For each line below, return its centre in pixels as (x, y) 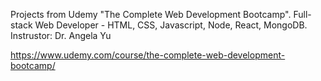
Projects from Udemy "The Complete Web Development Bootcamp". (151, 14)
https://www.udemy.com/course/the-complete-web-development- (148, 55)
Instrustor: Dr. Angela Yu (61, 35)
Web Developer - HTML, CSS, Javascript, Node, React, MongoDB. (171, 25)
